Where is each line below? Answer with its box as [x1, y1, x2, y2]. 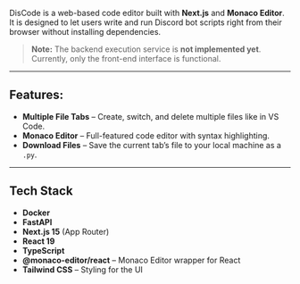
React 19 [21, 236, 55, 246]
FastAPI [21, 216, 53, 227]
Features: [9, 88, 64, 103]
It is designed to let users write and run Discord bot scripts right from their [9, 17, 283, 28]
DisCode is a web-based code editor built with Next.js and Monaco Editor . [9, 8, 286, 18]
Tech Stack [9, 183, 73, 199]
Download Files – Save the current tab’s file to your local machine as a [21, 139, 281, 150]
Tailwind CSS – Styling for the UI [21, 263, 143, 275]
